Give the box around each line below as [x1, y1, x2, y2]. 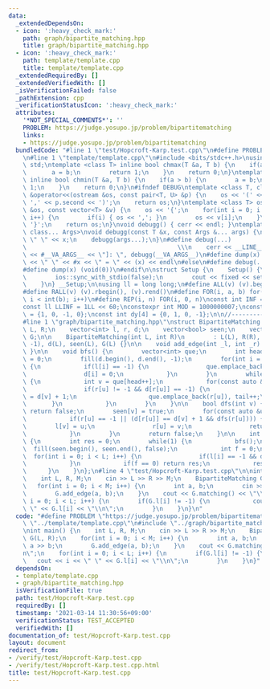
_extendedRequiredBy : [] [15, 71, 99, 79]
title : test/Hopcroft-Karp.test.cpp [8, 668, 131, 677]
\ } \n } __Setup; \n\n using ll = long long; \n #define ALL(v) [22, 280, 235, 289]
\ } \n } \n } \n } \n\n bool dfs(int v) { [22, 400, 264, 408]
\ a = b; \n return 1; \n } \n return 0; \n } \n [22, 169, 239, 177]
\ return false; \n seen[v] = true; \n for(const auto [22, 407, 253, 416]
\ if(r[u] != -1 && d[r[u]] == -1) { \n [22, 385, 211, 393]
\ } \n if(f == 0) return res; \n [22, 459, 211, 468]
